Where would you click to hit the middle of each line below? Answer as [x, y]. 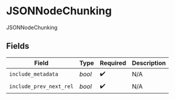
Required [113, 62]
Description [149, 62]
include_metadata [34, 74]
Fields [18, 46]
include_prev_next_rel [41, 87]
